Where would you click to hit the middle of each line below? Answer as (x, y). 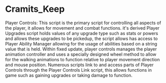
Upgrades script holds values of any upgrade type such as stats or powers (82, 33)
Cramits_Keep (35, 9)
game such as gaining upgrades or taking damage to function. (69, 75)
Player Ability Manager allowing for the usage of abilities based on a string (81, 43)
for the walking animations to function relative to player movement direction (83, 59)
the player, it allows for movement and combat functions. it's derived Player (83, 28)
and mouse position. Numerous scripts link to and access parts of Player (80, 65)
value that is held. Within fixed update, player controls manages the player (81, 49)
